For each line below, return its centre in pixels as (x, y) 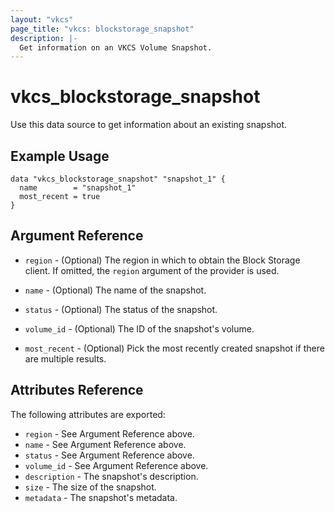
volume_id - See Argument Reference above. (116, 465)
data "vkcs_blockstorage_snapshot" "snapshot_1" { (118, 179)
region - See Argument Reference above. (109, 433)
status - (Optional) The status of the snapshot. (121, 309)
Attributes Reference (77, 390)
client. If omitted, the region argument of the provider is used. (152, 270)
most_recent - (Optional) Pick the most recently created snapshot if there (174, 348)
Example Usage (60, 156)
